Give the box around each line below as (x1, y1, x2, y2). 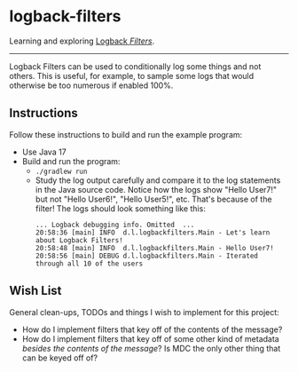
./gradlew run (35, 167, 88, 176)
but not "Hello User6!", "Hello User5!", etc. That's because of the (35, 194, 272, 204)
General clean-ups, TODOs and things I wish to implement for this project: (9, 306, 279, 317)
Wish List (9, 283, 62, 298)
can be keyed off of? (21, 352, 98, 363)
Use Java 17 (21, 146, 67, 157)
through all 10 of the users (35, 259, 144, 268)
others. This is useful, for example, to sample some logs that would (9, 70, 255, 81)
